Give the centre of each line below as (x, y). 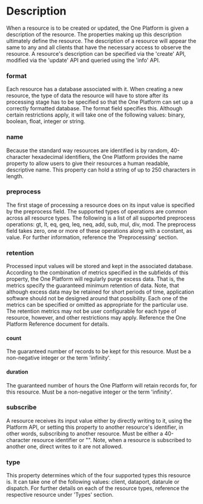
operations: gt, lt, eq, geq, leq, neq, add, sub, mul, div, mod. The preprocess (101, 224)
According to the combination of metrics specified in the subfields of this (98, 273)
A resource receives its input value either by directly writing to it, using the (99, 420)
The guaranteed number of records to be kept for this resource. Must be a (99, 351)
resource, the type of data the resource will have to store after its (87, 96)
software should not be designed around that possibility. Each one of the (97, 298)
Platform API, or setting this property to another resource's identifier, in (95, 427)
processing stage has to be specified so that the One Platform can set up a (100, 102)
